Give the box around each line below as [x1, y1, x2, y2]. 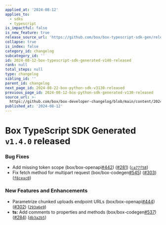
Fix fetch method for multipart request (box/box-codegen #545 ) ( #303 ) [12, 170, 157, 176]
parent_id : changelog [5, 81, 50, 86]
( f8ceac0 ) [12, 175, 32, 181]
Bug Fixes [5, 153, 30, 160]
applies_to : [5, 12, 30, 17]
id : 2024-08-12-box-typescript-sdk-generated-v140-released [5, 58, 132, 63]
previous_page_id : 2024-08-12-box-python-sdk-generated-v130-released [5, 90, 154, 95]
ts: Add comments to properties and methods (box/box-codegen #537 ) [12, 209, 157, 215]
